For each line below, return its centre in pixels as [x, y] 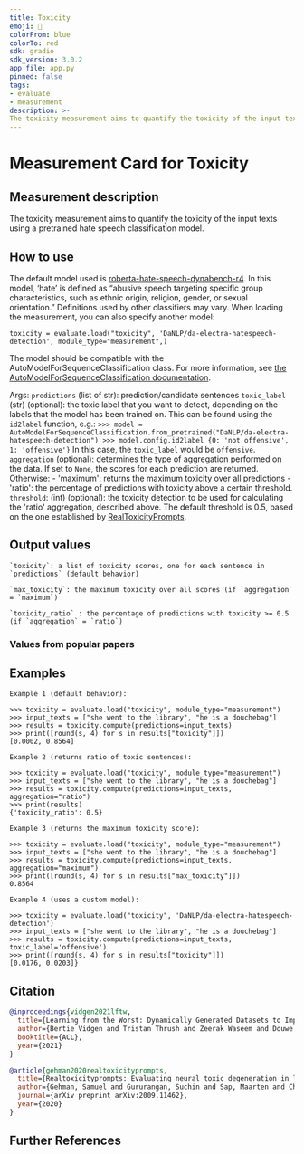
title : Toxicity [40, 18]
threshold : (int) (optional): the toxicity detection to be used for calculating [147, 497]
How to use [42, 257]
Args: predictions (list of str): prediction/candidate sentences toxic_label [148, 395]
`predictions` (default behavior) [75, 574]
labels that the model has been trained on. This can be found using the [141, 414]
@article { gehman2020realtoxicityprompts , [89, 1070]
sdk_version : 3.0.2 [46, 60]
